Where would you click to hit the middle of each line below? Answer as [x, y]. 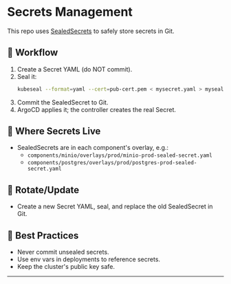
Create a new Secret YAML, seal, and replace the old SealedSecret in [115, 206]
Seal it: [27, 76]
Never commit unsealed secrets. [63, 252]
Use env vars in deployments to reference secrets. [88, 259]
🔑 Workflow [33, 53]
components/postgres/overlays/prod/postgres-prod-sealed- [112, 163]
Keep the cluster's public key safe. [66, 267]
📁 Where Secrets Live [54, 131]
